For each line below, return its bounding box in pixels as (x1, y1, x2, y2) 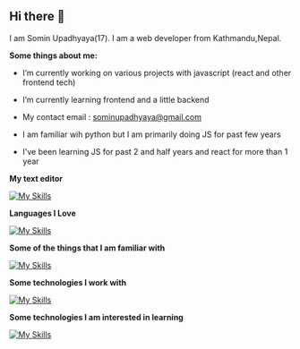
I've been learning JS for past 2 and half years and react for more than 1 (21, 146, 288, 157)
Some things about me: (9, 50, 99, 61)
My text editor (9, 173, 63, 183)
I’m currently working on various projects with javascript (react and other (21, 67, 292, 78)
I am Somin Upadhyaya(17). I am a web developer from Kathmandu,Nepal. (9, 32, 282, 43)
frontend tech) (21, 77, 76, 88)
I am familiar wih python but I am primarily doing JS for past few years (21, 129, 281, 140)
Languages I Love (9, 208, 76, 218)
